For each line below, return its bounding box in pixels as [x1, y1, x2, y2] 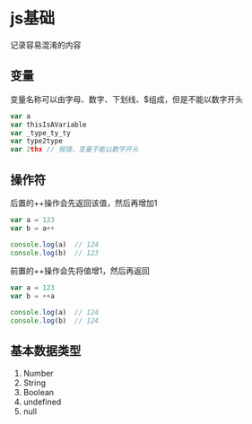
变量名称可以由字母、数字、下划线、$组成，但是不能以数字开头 [10, 93, 243, 104]
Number [22, 368, 54, 378]
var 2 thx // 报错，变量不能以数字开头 [10, 145, 139, 154]
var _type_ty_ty [10, 128, 71, 137]
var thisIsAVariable [10, 120, 88, 129]
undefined [22, 396, 62, 407]
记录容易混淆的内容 [10, 39, 82, 50]
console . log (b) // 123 [10, 248, 100, 257]
